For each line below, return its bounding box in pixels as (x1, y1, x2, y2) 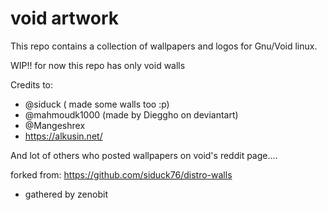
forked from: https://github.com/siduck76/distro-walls (10, 168, 233, 181)
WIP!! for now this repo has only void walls (10, 59, 186, 71)
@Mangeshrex (24, 119, 86, 131)
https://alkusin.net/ (24, 130, 103, 142)
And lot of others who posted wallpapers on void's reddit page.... (10, 149, 278, 161)
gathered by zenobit (24, 188, 108, 200)
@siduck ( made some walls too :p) (24, 98, 170, 110)
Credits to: (10, 78, 54, 91)
